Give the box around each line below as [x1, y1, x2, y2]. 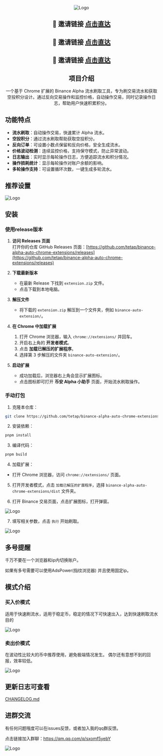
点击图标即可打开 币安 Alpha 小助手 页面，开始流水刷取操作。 [19, 379, 143, 385]
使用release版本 [5, 226, 43, 233]
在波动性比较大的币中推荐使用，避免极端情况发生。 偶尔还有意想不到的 [5, 652, 147, 658]
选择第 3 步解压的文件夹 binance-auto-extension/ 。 [19, 352, 123, 358]
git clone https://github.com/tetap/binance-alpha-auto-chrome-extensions [5, 414, 160, 419]
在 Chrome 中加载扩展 [12, 324, 57, 329]
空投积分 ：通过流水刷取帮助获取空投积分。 [12, 136, 98, 142]
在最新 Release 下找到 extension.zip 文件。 [19, 280, 107, 286]
